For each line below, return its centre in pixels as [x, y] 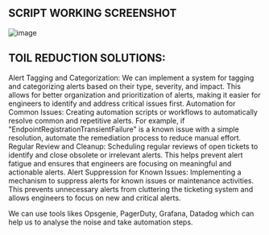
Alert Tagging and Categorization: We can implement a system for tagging [131, 78]
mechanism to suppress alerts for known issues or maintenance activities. [131, 180]
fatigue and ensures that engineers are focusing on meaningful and [120, 163]
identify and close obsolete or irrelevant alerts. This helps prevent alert [126, 155]
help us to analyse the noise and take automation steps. [101, 222]
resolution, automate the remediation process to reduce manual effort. [125, 137]
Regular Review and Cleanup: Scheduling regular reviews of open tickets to [133, 146]
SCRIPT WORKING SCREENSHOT [93, 13]
